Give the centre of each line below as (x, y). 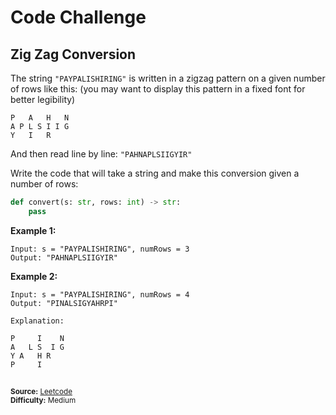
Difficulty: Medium (43, 401)
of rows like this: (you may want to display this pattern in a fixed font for (158, 89)
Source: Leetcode (41, 392)
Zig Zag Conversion (73, 54)
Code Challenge (78, 17)
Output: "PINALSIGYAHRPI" (64, 303)
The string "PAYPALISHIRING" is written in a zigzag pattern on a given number (168, 78)
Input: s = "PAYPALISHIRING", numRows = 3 (100, 249)
